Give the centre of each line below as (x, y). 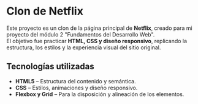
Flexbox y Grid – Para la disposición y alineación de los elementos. (100, 94)
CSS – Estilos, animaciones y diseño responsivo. (76, 88)
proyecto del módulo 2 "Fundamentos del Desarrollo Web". (81, 34)
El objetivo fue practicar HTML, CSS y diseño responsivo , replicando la (97, 41)
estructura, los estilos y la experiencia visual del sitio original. (84, 47)
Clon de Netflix (45, 11)
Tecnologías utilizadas (50, 67)
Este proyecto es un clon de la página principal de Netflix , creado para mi (100, 28)
